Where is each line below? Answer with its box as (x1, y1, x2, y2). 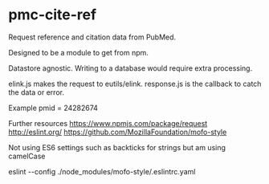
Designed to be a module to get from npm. (8, 47, 149, 57)
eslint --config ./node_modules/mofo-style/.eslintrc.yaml (8, 166, 196, 176)
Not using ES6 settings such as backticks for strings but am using (8, 142, 226, 152)
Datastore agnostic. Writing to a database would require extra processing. (8, 63, 253, 73)
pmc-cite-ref (8, 6, 97, 24)
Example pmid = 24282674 (8, 103, 99, 112)
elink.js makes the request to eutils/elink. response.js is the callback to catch (8, 79, 262, 88)
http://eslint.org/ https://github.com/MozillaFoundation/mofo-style (8, 127, 227, 137)
